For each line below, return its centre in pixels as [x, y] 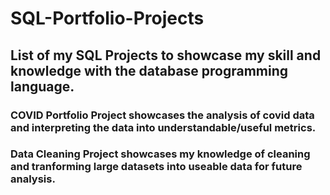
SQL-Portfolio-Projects [107, 18]
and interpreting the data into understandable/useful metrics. [163, 127]
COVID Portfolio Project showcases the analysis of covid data [162, 115]
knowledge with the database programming [149, 70]
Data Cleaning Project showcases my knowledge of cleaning [160, 154]
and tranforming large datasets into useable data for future [156, 167]
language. [42, 86]
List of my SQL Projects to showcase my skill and [166, 55]
